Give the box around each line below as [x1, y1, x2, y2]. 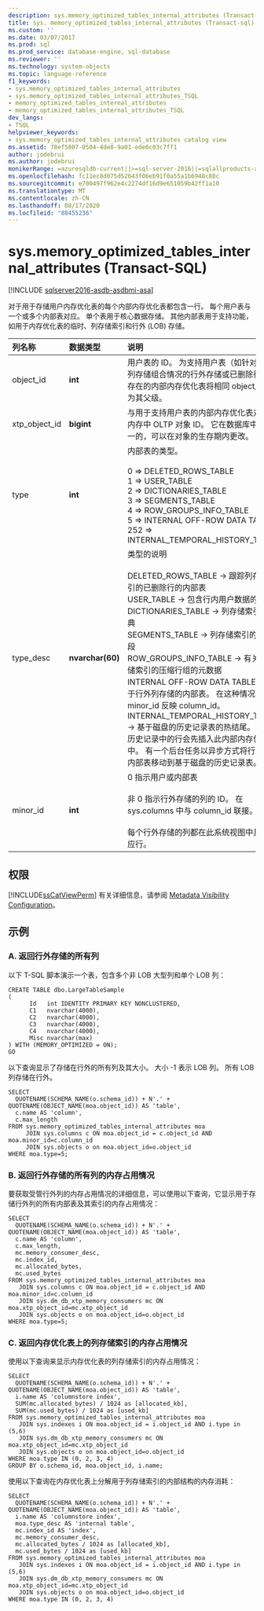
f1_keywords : [8, 77, 51, 85]
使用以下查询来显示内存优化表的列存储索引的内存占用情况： [8, 1357, 201, 1366]
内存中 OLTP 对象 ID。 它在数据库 [126, 419, 251, 430]
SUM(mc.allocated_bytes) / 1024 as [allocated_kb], [15, 1400, 189, 1408]
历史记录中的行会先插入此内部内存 [126, 734, 254, 745]
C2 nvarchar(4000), [28, 1013, 101, 1021]
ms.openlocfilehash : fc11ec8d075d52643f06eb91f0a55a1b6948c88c [8, 172, 220, 181]
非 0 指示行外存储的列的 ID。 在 [126, 793, 244, 804]
